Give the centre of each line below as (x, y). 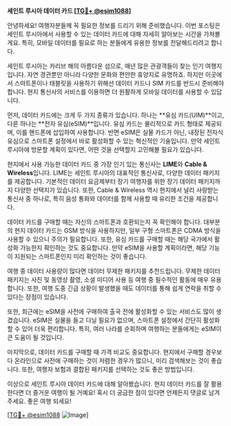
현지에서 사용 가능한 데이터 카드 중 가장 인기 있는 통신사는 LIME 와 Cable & (107, 164)
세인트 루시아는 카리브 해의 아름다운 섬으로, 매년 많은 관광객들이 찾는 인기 (106, 66)
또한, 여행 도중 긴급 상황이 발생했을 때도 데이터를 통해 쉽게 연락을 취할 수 (124, 288)
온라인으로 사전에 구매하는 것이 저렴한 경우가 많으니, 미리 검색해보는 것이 (112, 361)
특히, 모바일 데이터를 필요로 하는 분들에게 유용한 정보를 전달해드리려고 (115, 43)
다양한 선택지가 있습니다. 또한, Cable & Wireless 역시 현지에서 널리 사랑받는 (117, 190)
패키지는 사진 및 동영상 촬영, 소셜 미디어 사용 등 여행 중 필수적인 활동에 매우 (108, 280)
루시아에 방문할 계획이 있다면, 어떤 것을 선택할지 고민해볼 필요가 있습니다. (106, 150)
